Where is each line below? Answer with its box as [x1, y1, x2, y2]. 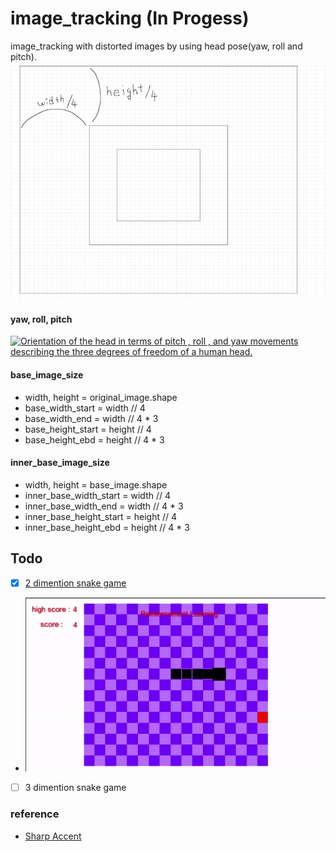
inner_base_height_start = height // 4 [24, 510, 178, 522]
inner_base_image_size [10, 457, 110, 469]
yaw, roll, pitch [10, 313, 73, 325]
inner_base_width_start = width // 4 [24, 489, 171, 501]
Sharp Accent [24, 830, 82, 842]
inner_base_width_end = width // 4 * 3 [24, 500, 184, 512]
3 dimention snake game [24, 782, 127, 794]
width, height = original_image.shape [24, 391, 178, 403]
